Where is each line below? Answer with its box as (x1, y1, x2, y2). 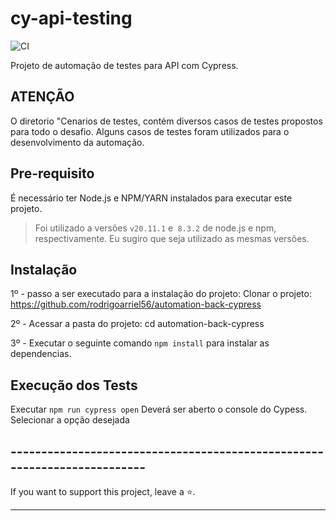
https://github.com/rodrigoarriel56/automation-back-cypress (10, 298, 262, 311)
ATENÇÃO (10, 88, 75, 106)
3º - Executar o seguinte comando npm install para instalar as (10, 337, 270, 349)
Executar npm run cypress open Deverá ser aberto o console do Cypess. (10, 403, 308, 416)
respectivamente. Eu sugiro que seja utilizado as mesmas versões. (34, 232, 310, 244)
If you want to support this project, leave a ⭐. (10, 486, 196, 497)
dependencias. (10, 348, 72, 360)
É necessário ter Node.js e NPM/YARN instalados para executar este (10, 192, 293, 204)
